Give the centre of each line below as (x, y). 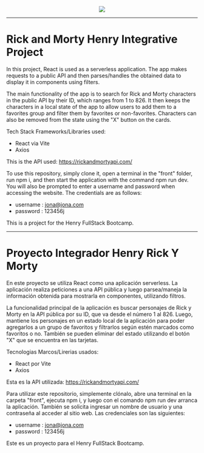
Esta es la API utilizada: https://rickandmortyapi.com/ (73, 382)
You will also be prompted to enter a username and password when (91, 186)
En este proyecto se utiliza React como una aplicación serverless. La (92, 283)
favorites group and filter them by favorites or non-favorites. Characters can (101, 113)
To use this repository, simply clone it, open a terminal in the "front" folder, (100, 173)
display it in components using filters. (53, 82)
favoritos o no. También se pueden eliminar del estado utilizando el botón (98, 333)
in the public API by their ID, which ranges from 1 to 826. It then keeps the (98, 100)
